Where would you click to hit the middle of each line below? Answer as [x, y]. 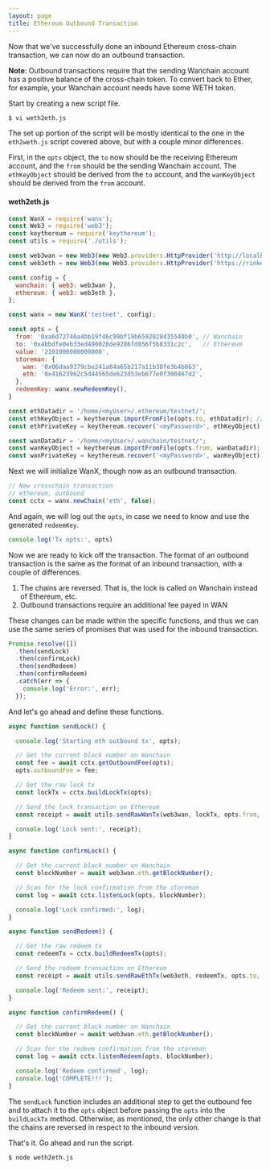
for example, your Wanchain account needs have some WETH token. [122, 87]
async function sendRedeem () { [61, 931]
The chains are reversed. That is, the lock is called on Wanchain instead [139, 587]
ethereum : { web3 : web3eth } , [66, 292]
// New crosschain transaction [61, 486]
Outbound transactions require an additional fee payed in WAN [123, 604]
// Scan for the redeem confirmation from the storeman [111, 1049]
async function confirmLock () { [62, 851]
